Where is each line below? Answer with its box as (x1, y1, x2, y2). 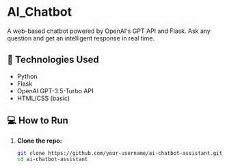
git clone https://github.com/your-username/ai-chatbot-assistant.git (16, 149, 223, 156)
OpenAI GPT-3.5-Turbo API (16, 86, 94, 95)
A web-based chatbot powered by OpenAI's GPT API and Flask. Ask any (7, 27, 211, 35)
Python (16, 72, 38, 80)
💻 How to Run (7, 115, 68, 127)
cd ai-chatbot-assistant (16, 156, 88, 163)
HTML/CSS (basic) (16, 94, 70, 102)
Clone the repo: (16, 136, 63, 145)
